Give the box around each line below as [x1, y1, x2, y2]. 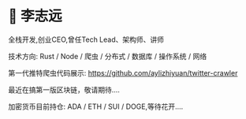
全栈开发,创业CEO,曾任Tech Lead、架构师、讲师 [8, 35, 164, 44]
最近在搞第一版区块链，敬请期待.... [8, 84, 121, 95]
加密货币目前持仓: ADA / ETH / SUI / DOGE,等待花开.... [8, 102, 184, 111]
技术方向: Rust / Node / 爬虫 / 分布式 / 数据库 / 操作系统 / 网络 [8, 51, 207, 61]
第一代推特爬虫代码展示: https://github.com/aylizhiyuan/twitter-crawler [8, 68, 238, 77]
